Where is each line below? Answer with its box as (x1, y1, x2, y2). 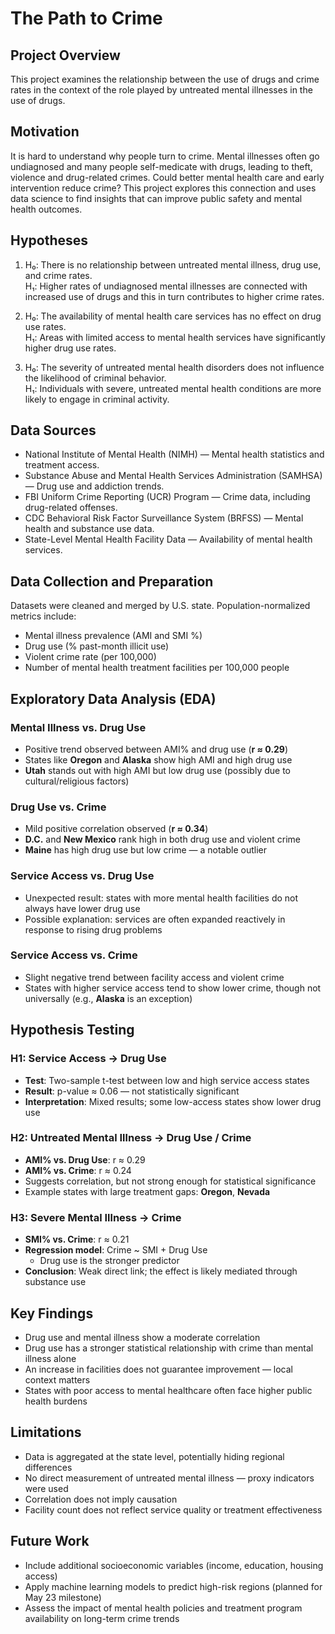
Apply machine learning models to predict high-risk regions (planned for (24, 1580, 323, 1592)
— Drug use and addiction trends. (24, 480, 165, 492)
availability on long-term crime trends (24, 1612, 180, 1624)
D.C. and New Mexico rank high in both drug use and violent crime (24, 833, 301, 846)
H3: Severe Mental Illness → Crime (10, 1210, 182, 1224)
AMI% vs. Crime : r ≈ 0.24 (24, 1164, 132, 1176)
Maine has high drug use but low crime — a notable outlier (24, 844, 268, 856)
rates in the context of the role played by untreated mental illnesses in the (10, 84, 313, 96)
